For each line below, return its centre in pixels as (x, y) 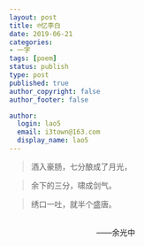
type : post (29, 75)
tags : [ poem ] (33, 58)
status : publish (39, 67)
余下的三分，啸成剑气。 (73, 185)
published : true (39, 83)
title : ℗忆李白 (35, 26)
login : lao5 (39, 124)
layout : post (33, 17)
